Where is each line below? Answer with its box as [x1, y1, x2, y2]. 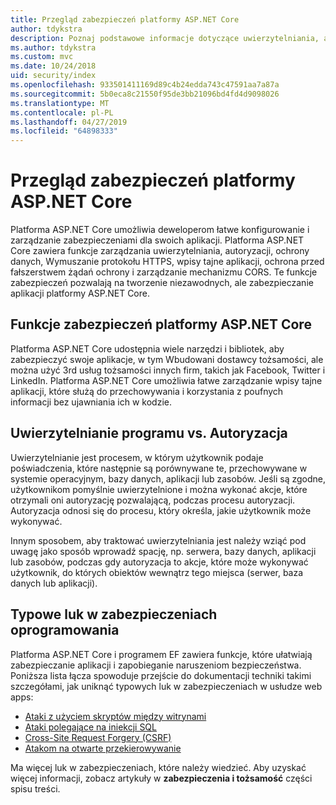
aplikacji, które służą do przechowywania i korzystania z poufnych [10, 385, 284, 397]
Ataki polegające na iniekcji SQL [24, 721, 157, 733]
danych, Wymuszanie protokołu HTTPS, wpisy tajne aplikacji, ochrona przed [10, 256, 325, 268]
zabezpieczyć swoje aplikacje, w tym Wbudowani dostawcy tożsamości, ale [10, 353, 324, 365]
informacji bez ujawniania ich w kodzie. [10, 396, 172, 408]
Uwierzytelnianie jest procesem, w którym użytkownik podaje [10, 451, 264, 463]
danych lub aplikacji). [10, 577, 98, 589]
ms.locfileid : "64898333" [10, 126, 118, 136]
